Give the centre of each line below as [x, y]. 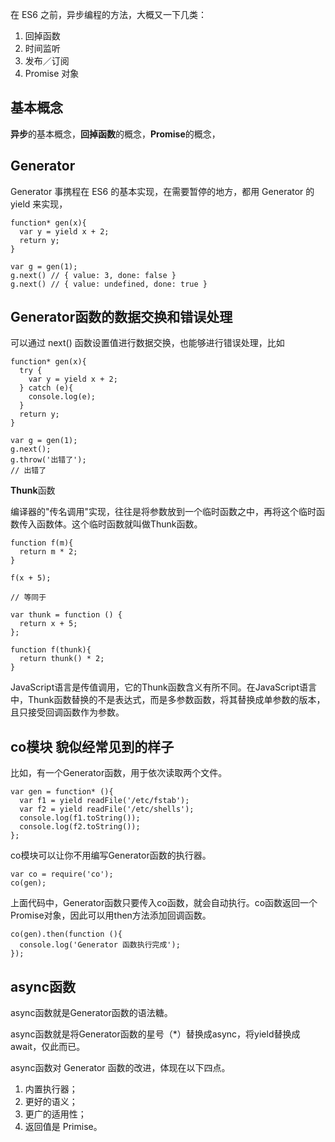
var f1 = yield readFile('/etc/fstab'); [104, 801]
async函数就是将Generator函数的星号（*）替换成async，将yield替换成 [155, 1034]
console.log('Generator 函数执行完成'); [100, 945]
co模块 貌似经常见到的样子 [92, 746]
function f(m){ [42, 543]
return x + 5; [48, 624]
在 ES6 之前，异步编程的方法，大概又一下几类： [108, 14]
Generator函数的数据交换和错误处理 [121, 317]
